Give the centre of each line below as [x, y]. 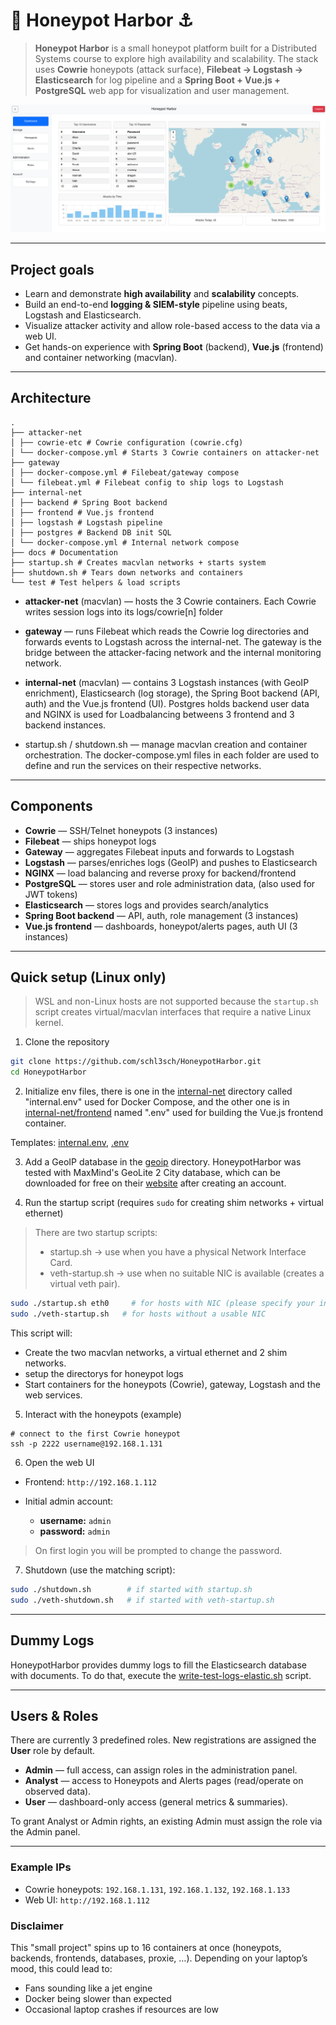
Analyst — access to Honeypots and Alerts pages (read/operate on [164, 1781]
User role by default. [53, 1751]
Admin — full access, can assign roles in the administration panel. [161, 1770]
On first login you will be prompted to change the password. [158, 1550]
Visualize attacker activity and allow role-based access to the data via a [172, 325]
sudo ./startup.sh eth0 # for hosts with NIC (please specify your [162, 1304]
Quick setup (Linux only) [88, 977]
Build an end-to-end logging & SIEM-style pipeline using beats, [156, 304]
